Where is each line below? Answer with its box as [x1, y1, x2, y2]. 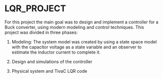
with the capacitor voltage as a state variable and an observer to [11, 44, 142, 50]
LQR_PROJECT [4, 3, 67, 14]
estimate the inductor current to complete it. [11, 49, 101, 55]
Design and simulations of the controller [11, 59, 93, 64]
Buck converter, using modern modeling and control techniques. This [4, 24, 144, 30]
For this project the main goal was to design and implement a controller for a [4, 19, 159, 25]
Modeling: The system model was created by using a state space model [11, 39, 157, 44]
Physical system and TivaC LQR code [11, 68, 88, 74]
